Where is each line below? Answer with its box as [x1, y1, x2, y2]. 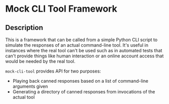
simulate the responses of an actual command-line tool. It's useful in [5, 42, 149, 48]
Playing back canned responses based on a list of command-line [12, 78, 149, 84]
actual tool [12, 94, 35, 100]
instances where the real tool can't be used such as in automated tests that [5, 48, 162, 53]
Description [5, 23, 43, 32]
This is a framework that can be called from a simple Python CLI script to [5, 37, 158, 43]
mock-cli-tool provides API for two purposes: [5, 68, 102, 74]
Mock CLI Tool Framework [5, 3, 118, 15]
